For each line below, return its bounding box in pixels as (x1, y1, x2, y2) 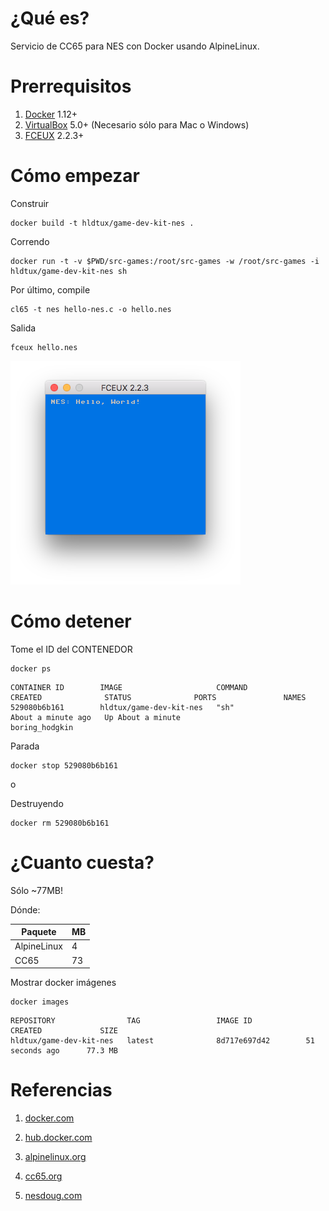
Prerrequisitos (10, 75, 132, 98)
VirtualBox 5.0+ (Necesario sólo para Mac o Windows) (24, 118, 250, 131)
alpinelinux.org (24, 1151, 87, 1163)
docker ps (10, 663, 52, 674)
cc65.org (24, 1170, 63, 1182)
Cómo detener (10, 610, 132, 632)
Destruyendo (10, 797, 64, 809)
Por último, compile (10, 283, 91, 296)
